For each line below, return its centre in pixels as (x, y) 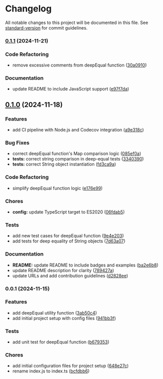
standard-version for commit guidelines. (46, 27)
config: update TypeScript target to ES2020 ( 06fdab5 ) (69, 212)
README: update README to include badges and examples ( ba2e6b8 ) (85, 265)
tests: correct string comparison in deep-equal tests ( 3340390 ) (78, 159)
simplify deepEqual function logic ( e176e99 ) (58, 188)
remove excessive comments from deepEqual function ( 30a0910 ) (80, 65)
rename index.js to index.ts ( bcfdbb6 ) (51, 371)
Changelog (28, 9)
